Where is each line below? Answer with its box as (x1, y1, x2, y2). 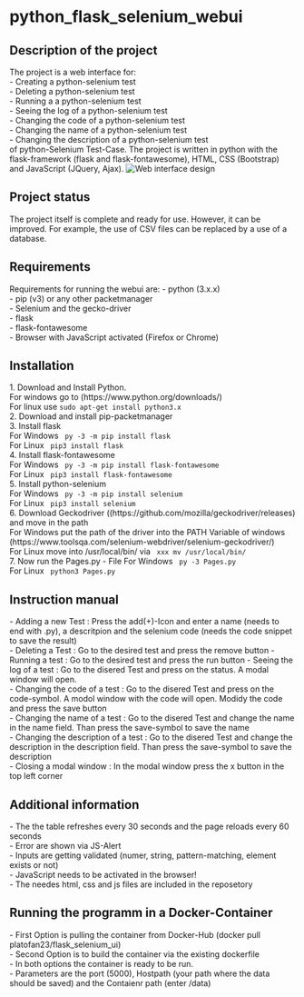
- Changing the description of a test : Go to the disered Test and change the (9, 732, 293, 743)
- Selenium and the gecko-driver (9, 303, 132, 314)
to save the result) (9, 635, 77, 646)
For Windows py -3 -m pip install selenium (9, 488, 183, 499)
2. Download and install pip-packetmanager (9, 411, 173, 422)
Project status (9, 189, 91, 205)
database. (9, 233, 47, 244)
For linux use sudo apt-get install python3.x (9, 402, 181, 413)
